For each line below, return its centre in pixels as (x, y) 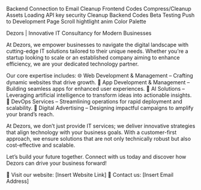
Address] (17, 181)
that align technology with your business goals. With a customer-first (91, 132)
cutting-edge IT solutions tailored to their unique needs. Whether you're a (97, 51)
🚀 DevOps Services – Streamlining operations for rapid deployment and (94, 101)
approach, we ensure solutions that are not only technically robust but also (98, 139)
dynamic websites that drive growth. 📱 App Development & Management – (98, 82)
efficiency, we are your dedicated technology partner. (73, 64)
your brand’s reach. (30, 114)
